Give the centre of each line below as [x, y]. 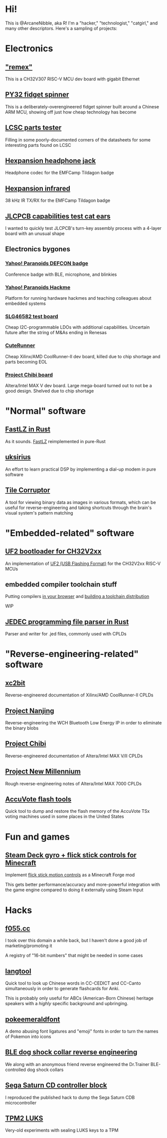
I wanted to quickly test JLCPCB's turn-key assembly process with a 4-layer [83, 228]
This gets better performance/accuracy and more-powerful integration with [83, 885]
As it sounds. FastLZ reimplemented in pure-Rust [55, 441]
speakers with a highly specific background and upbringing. [67, 1004]
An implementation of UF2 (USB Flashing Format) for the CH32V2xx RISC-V [83, 564]
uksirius [18, 457]
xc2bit [15, 683]
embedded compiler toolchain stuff [61, 584]
